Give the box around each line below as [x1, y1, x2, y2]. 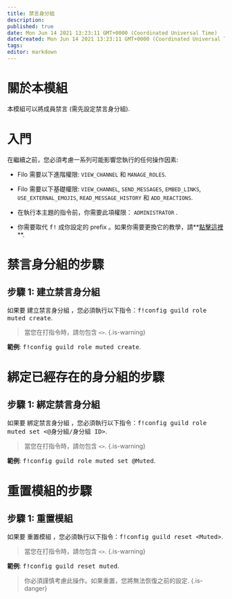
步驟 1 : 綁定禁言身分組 [7, 399, 101, 411]
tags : [7, 42, 23, 49]
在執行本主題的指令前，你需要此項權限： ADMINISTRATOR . [17, 208, 178, 216]
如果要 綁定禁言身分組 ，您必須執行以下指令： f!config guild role [7, 418, 207, 426]
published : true [7, 23, 54, 30]
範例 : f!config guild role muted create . [7, 342, 142, 351]
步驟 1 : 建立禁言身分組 [7, 286, 101, 298]
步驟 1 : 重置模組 [7, 513, 74, 524]
